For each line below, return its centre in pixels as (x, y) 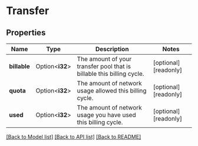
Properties (26, 33)
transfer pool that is (104, 66)
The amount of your (104, 59)
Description (112, 49)
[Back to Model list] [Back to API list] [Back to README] (74, 137)
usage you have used (107, 115)
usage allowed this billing (112, 91)
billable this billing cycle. (110, 74)
